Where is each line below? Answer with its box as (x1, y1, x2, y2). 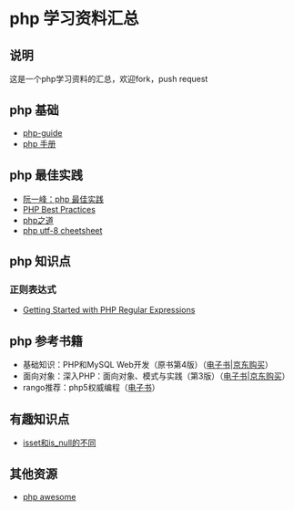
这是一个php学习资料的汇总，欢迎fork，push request (9, 74, 208, 84)
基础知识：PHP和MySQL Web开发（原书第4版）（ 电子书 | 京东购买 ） (22, 360, 273, 370)
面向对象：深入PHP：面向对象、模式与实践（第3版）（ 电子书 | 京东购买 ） (22, 370, 290, 381)
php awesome (22, 491, 76, 502)
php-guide (22, 127, 63, 138)
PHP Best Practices (22, 203, 96, 214)
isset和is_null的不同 (22, 437, 96, 448)
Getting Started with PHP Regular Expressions (22, 305, 196, 316)
